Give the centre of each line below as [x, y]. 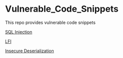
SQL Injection [19, 32]
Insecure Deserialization [30, 51]
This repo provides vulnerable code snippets [50, 22]
